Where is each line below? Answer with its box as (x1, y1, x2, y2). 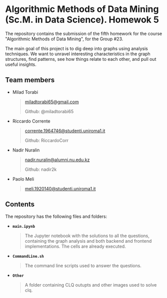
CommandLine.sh (12, 254, 44, 259)
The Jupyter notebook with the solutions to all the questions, (24, 233, 150, 239)
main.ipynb (12, 224, 35, 229)
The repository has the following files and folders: (5, 213, 107, 219)
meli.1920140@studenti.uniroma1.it (24, 185, 96, 191)
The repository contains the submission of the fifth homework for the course (5, 30, 163, 36)
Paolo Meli (12, 176, 34, 182)
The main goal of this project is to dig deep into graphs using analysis (5, 45, 148, 51)
